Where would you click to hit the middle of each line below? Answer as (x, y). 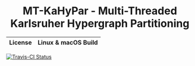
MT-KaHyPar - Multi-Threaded (100, 11)
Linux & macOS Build (68, 42)
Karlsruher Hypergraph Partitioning (100, 23)
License (21, 42)
